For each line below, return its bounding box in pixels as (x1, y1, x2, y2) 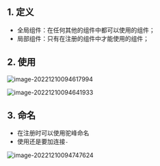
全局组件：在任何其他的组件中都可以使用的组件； (16, 26, 155, 34)
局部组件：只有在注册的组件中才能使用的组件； (16, 34, 149, 42)
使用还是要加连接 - (16, 137, 68, 146)
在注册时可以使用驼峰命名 (16, 129, 90, 137)
